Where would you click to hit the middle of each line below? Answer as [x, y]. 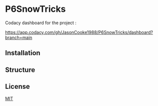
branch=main [19, 37]
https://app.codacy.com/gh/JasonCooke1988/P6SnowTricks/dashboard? [79, 32]
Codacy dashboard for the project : [41, 23]
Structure [20, 70]
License [18, 87]
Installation [23, 53]
